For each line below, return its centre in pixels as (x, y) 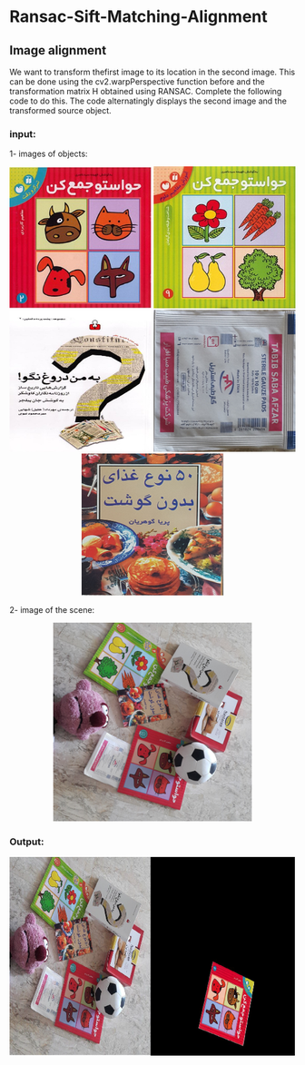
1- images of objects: (49, 154)
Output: (27, 842)
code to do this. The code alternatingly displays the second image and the (148, 101)
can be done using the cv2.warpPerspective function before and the (137, 82)
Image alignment (58, 50)
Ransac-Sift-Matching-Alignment (138, 17)
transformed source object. (60, 110)
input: (23, 133)
